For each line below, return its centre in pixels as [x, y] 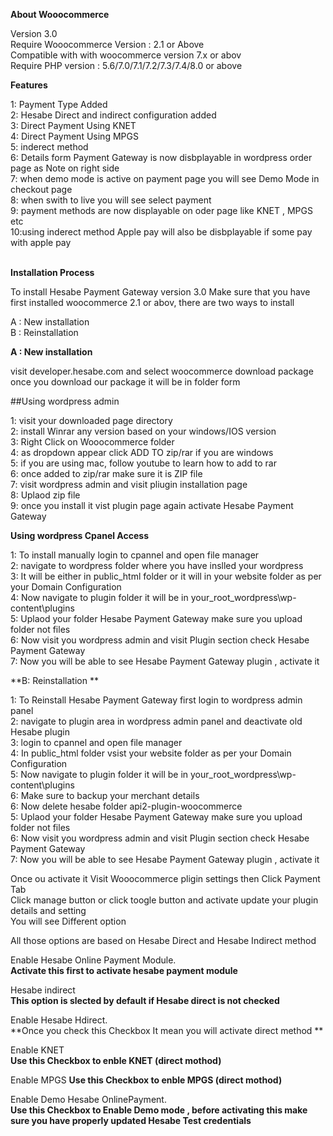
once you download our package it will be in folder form [125, 382]
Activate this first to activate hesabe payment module [124, 970]
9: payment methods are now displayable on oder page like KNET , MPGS [161, 210]
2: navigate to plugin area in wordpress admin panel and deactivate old [156, 721]
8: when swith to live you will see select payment [111, 200]
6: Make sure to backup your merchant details [105, 795]
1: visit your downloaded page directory [91, 420]
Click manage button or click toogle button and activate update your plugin [164, 900]
